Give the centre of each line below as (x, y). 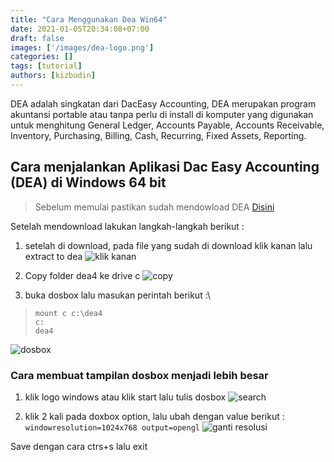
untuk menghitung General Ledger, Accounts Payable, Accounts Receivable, (167, 125)
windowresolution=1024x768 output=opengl (112, 427)
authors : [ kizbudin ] (53, 76)
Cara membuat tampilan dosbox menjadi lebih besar (139, 375)
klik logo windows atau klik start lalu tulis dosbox (125, 397)
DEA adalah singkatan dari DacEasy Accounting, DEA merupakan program (163, 103)
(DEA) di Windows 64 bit (88, 182)
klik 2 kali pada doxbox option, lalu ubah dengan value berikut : (154, 416)
